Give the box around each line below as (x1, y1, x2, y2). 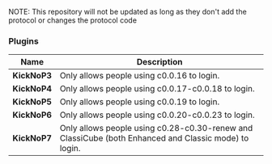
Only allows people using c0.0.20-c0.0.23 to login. (59, 109, 255, 120)
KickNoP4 (12, 83, 53, 95)
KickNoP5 (12, 96, 53, 107)
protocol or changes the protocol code (8, 15, 138, 25)
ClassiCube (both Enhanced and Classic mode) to (59, 132, 249, 144)
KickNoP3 (12, 70, 53, 82)
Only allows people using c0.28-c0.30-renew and (59, 123, 253, 134)
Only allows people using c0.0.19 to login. (59, 96, 220, 107)
